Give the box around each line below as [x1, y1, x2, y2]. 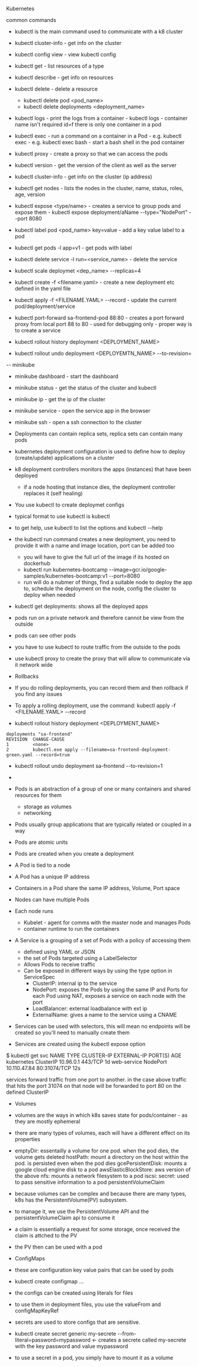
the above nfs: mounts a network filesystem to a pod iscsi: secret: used [14, 1173, 190, 1179]
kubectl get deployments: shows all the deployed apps [14, 603, 148, 610]
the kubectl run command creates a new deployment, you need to [14, 536, 176, 543]
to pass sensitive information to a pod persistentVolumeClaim [14, 1179, 165, 1186]
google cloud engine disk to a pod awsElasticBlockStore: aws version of [14, 1166, 191, 1173]
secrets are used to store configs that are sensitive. [14, 1318, 140, 1326]
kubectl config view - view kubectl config [14, 51, 117, 58]
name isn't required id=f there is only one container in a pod [14, 121, 162, 128]
